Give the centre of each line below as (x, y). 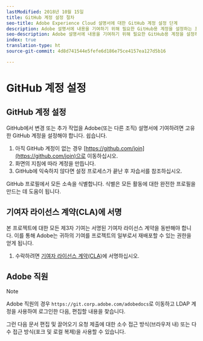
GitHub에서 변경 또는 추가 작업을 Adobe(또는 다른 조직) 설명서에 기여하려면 (95, 128)
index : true (21, 40)
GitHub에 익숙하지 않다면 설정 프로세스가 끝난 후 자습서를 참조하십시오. (98, 171)
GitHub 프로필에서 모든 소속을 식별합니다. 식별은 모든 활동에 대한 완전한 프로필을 (101, 183)
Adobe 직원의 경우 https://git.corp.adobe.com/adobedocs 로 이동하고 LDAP (98, 304)
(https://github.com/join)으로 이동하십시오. (66, 156)
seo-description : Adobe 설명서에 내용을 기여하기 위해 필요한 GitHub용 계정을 (95, 34)
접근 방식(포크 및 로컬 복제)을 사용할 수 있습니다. (69, 332)
